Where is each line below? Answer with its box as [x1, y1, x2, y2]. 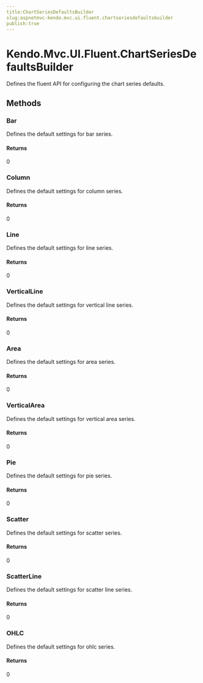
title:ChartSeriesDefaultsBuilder [6, 9, 95, 15]
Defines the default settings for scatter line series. [6, 586, 133, 593]
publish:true [6, 20, 40, 26]
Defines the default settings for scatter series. [6, 529, 122, 536]
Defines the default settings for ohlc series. [6, 642, 116, 650]
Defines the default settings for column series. [6, 187, 124, 195]
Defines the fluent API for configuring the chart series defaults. [6, 80, 165, 88]
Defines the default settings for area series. [6, 358, 116, 365]
